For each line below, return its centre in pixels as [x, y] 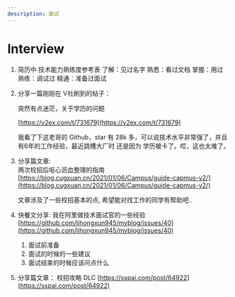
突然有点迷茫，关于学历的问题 [61, 108]
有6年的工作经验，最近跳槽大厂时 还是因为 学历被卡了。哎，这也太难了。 [124, 146]
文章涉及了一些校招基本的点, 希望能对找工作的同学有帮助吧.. [105, 199]
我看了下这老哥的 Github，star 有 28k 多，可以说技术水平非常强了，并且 [122, 137]
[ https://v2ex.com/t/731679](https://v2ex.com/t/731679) [99, 122]
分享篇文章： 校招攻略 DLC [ [59, 277]
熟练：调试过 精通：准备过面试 [62, 78]
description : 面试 [33, 14]
